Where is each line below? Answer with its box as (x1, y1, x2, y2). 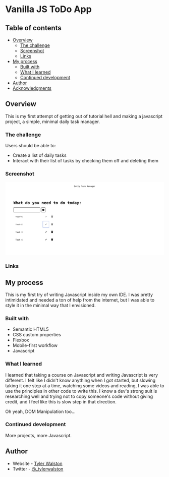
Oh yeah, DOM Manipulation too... (5, 408, 76, 414)
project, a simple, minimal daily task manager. (5, 118, 100, 125)
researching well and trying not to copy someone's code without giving (5, 393, 153, 399)
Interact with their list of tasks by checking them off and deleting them (12, 158, 159, 164)
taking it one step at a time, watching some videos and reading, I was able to (5, 382, 164, 389)
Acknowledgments (12, 85, 52, 91)
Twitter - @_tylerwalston (12, 465, 64, 472)
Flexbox (12, 337, 29, 343)
